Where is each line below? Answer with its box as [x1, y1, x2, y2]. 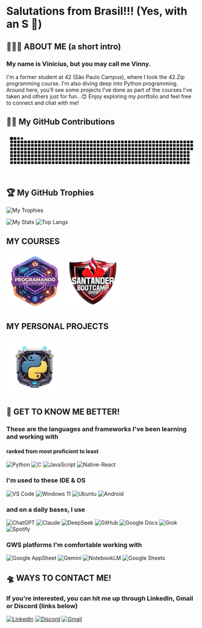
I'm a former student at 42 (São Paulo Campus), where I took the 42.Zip [6, 73, 185, 80]
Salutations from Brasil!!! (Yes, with [6, 4, 187, 18]
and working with [6, 432, 59, 441]
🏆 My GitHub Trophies [6, 187, 94, 198]
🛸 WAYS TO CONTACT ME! [6, 573, 112, 583]
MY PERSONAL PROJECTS [6, 321, 109, 332]
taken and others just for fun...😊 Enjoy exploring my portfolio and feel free [6, 92, 192, 100]
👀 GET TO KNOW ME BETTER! [6, 407, 120, 417]
